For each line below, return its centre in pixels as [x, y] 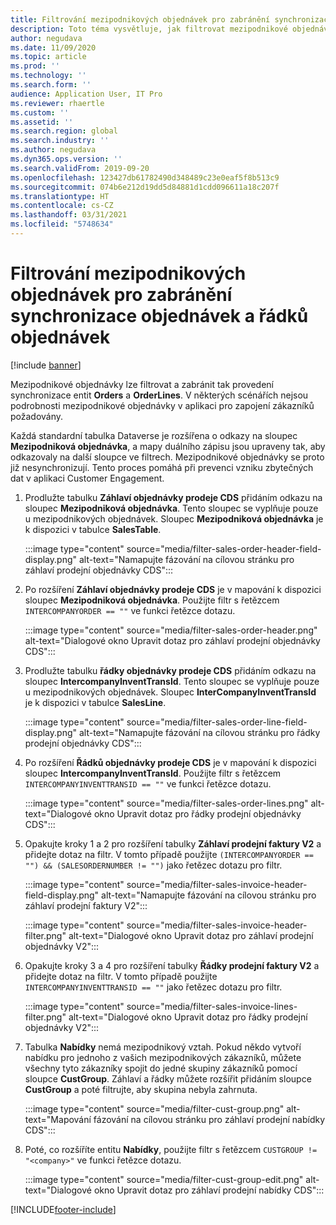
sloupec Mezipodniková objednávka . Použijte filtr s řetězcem [152, 600]
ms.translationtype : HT [60, 196]
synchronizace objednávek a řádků [159, 316]
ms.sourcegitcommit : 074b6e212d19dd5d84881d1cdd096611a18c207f [145, 187]
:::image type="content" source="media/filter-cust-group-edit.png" [164, 1179]
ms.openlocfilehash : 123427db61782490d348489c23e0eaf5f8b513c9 [145, 177]
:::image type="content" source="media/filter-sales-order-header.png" [171, 630]
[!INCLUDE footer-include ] [63, 1209]
